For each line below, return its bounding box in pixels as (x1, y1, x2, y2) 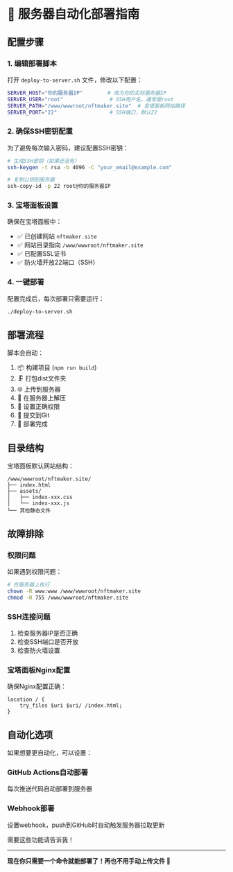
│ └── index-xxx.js (7, 500, 70, 507)
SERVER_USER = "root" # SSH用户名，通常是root (7, 96, 174, 103)
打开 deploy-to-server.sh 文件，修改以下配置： (7, 76, 143, 84)
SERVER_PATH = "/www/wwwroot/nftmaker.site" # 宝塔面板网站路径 (7, 102, 186, 110)
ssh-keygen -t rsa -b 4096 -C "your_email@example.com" (7, 164, 172, 171)
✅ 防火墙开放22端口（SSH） (17, 258, 99, 267)
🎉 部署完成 (17, 420, 48, 428)
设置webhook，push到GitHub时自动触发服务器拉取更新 (7, 821, 165, 829)
